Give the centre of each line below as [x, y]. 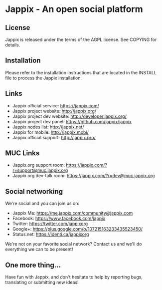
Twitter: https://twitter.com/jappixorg [50, 224]
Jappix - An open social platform [74, 9]
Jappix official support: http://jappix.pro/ [54, 137]
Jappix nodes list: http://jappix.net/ [48, 127]
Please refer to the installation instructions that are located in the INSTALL [81, 72]
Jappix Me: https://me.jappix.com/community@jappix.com [73, 213]
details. [13, 45]
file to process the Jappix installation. [44, 78]
